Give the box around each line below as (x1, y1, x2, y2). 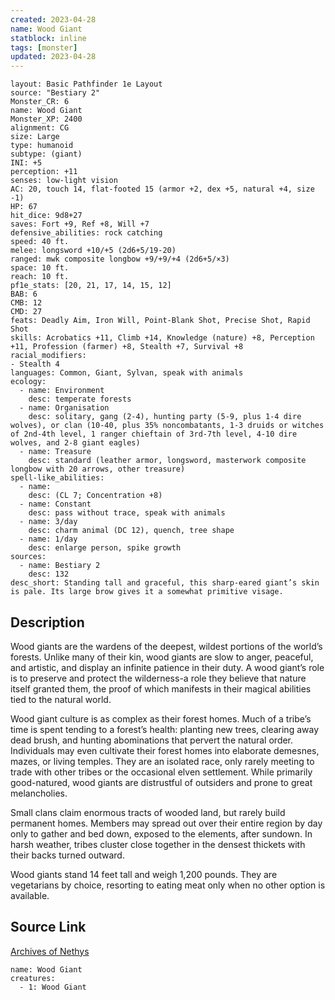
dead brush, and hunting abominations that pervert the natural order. (10, 734, 294, 746)
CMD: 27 (10, 307, 43, 317)
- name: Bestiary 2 (19, 561, 101, 571)
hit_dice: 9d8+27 (10, 211, 83, 221)
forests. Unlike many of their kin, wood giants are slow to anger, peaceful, (10, 651, 314, 663)
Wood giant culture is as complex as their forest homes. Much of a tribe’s (10, 712, 312, 725)
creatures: (10, 973, 56, 983)
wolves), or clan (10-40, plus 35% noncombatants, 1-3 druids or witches (10, 421, 325, 431)
